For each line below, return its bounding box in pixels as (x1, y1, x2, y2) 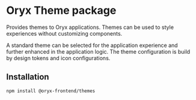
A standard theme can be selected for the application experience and (6, 42, 179, 49)
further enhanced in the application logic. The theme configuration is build (6, 48, 191, 55)
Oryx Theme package (6, 4, 117, 17)
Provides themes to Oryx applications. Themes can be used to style (6, 23, 174, 31)
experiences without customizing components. (6, 30, 123, 37)
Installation (6, 72, 49, 82)
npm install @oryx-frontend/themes (6, 88, 96, 94)
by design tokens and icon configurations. (6, 54, 111, 61)
